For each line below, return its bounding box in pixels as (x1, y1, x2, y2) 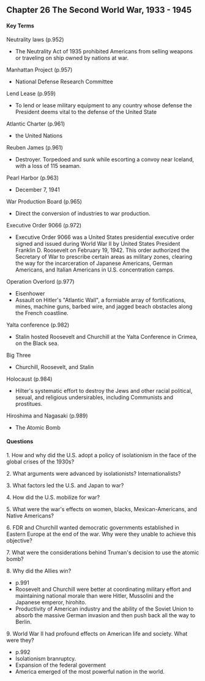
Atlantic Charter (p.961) (6, 120, 65, 127)
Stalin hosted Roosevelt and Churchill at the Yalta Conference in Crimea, (15, 333, 198, 340)
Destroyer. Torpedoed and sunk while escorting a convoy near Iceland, (15, 156, 195, 163)
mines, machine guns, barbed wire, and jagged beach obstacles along (15, 303, 193, 310)
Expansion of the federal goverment (15, 661, 106, 669)
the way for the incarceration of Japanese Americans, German (15, 259, 173, 267)
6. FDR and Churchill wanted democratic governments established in (6, 523, 179, 531)
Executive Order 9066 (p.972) (6, 221, 81, 229)
